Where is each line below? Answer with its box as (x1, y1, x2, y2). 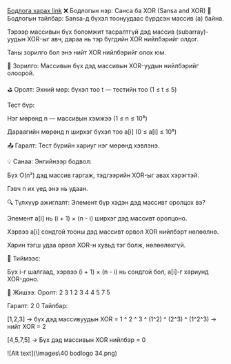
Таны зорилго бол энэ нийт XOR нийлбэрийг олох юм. (7, 48, 167, 57)
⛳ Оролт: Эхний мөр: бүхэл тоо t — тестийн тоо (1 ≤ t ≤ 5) (7, 85, 177, 93)
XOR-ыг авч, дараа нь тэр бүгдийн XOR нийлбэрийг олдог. (27, 35, 199, 43)
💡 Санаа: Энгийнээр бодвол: (7, 157, 92, 165)
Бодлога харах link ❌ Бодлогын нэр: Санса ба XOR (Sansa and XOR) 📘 (7, 7, 212, 14)
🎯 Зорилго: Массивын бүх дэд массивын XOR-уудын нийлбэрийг (7, 62, 199, 70)
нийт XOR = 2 (7, 323, 46, 330)
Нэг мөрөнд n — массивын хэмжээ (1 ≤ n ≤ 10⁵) (7, 114, 148, 122)
